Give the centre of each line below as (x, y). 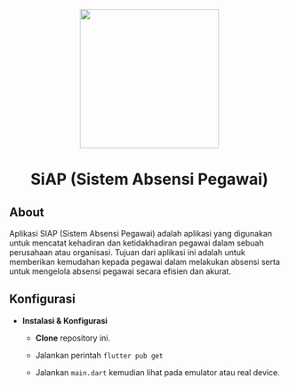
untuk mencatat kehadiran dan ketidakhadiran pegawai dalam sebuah (136, 243)
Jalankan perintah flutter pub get (99, 355)
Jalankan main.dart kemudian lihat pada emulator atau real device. (157, 372)
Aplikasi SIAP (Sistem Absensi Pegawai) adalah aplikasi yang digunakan (141, 233)
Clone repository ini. (73, 338)
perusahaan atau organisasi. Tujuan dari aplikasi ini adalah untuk (128, 252)
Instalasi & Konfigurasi (65, 320)
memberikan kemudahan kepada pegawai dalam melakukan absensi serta (144, 262)
